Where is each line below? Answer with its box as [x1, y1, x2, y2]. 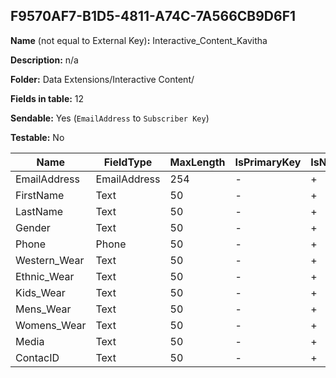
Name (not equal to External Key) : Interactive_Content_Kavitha [10, 34, 268, 46]
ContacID [15, 350, 60, 364]
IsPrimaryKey [234, 155, 302, 169]
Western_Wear [15, 253, 85, 267]
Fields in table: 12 [10, 92, 85, 104]
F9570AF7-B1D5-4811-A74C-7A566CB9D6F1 [10, 8, 297, 25]
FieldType [103, 155, 153, 169]
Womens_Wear [15, 318, 87, 332]
